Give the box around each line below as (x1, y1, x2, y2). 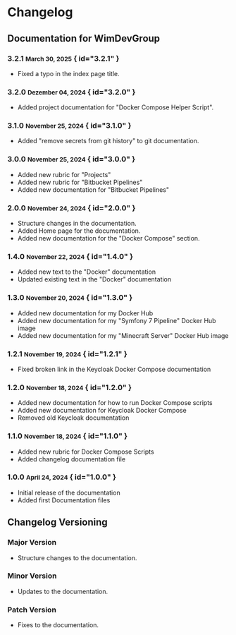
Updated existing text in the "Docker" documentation (17, 275, 172, 284)
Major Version (7, 538, 57, 548)
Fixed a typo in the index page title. (17, 69, 120, 78)
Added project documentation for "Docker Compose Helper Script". (17, 103, 214, 111)
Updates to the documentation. (17, 587, 108, 595)
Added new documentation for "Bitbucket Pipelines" (17, 185, 169, 194)
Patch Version (7, 605, 56, 615)
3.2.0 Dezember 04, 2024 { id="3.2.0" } (7, 87, 136, 97)
